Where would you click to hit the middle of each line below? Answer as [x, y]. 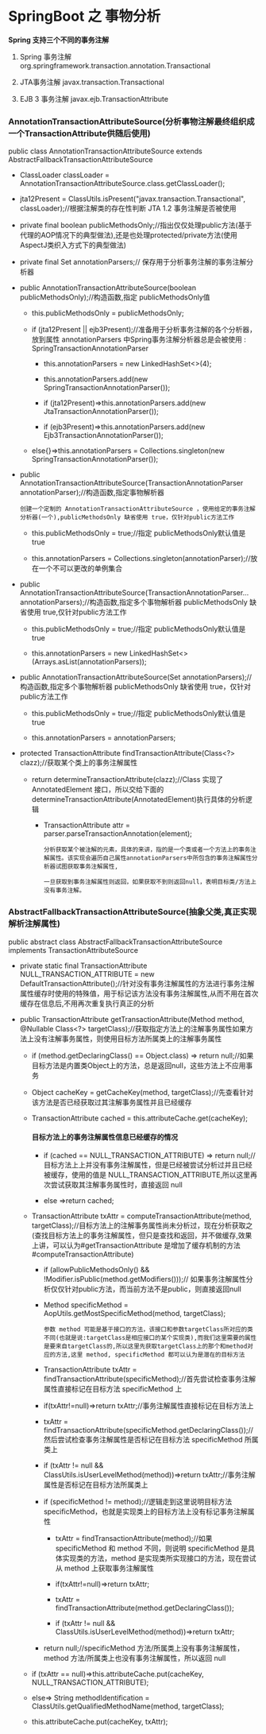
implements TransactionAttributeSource [73, 950]
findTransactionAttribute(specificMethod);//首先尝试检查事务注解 [150, 1379]
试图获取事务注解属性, [87, 867]
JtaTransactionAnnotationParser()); [101, 412]
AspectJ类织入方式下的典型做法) [73, 245]
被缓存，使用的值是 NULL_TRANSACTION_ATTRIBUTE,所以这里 [147, 1175]
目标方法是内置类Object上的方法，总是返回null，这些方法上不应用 [139, 1065]
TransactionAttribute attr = [87, 825]
